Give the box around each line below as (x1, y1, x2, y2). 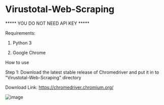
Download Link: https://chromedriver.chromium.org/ (5, 84, 114, 90)
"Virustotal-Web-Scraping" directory (5, 74, 81, 80)
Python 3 (12, 39, 32, 46)
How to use (5, 59, 29, 65)
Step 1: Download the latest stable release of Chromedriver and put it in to (5, 69, 159, 75)
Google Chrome (12, 49, 46, 56)
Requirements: (5, 30, 35, 36)
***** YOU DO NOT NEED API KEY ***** (5, 20, 90, 26)
